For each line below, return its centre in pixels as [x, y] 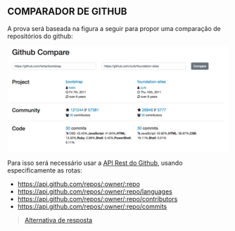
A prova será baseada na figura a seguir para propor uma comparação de [114, 28]
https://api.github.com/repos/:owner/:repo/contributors [97, 199]
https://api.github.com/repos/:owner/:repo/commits [92, 206]
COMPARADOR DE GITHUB [67, 12]
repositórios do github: [40, 36]
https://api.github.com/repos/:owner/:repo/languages [95, 192]
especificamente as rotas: [45, 170]
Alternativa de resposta [58, 220]
